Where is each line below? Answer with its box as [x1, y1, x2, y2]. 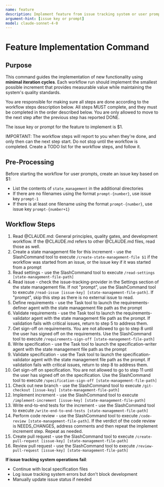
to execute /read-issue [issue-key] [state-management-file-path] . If [12, 289, 154, 295]
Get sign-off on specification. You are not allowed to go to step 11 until [12, 367, 153, 373]
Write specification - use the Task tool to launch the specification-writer [12, 341, 157, 347]
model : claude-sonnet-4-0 [5, 20, 58, 26]
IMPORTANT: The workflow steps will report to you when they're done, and [5, 134, 156, 139]
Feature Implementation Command [5, 42, 149, 53]
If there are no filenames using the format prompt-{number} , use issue [12, 191, 151, 196]
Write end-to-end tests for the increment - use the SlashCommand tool [12, 402, 155, 408]
